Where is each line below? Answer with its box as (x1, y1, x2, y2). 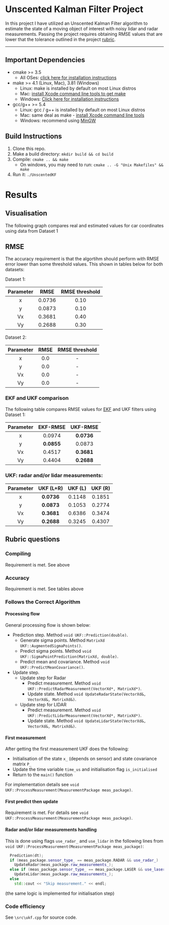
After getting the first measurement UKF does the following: (5, 746, 129, 752)
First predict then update (5, 798, 58, 804)
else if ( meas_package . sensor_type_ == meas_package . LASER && (10, 867, 143, 872)
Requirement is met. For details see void (5, 809, 89, 816)
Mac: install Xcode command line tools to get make (20, 90, 126, 96)
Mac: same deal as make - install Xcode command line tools (20, 112, 145, 118)
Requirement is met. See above (5, 561, 70, 568)
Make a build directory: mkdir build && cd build (12, 150, 114, 157)
